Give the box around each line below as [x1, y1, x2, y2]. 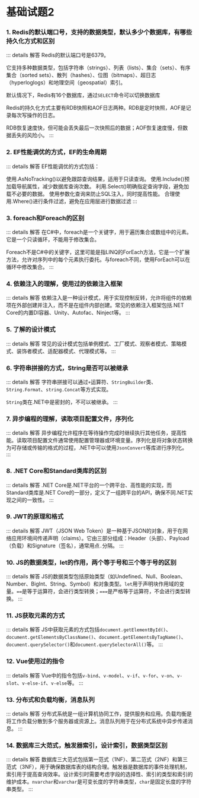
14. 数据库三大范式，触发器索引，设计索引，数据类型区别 [6, 741, 168, 749]
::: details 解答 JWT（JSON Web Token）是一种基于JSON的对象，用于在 [6, 527, 183, 534]
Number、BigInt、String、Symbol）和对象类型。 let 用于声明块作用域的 [6, 580, 179, 588]
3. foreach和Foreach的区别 [6, 214, 85, 222]
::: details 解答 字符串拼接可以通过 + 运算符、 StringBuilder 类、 [6, 378, 157, 385]
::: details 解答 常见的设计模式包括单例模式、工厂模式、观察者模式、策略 [6, 340, 182, 347]
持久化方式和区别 [6, 37, 55, 45]
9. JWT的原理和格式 [6, 512, 64, 521]
